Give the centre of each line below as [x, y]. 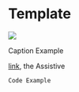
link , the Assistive [37, 66]
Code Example [30, 80]
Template [39, 14]
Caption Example [36, 50]
